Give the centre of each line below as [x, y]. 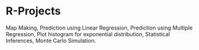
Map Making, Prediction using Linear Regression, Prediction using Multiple [99, 28]
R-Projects [33, 11]
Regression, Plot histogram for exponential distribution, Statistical [88, 34]
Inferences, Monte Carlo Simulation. [51, 40]
